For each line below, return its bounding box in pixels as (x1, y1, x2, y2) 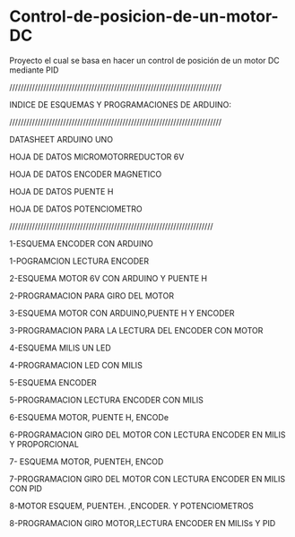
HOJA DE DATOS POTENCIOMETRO (9, 204, 143, 214)
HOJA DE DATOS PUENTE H (9, 186, 114, 196)
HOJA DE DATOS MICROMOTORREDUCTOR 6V (9, 151, 185, 162)
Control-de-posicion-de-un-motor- (9, 6, 280, 27)
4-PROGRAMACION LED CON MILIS (9, 359, 143, 370)
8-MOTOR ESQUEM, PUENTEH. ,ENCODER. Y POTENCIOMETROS (9, 500, 254, 511)
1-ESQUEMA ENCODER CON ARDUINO (9, 238, 154, 248)
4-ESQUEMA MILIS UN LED (9, 342, 112, 353)
